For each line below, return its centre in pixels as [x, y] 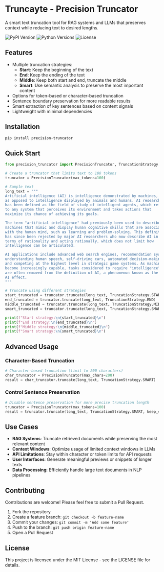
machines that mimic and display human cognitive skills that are [74, 227]
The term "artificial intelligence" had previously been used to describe [83, 223]
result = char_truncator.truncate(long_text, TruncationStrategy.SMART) [81, 380]
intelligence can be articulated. [40, 246]
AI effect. [16, 277]
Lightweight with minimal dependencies [52, 111]
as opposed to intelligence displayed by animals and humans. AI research [83, 200]
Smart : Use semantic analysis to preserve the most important [81, 85]
